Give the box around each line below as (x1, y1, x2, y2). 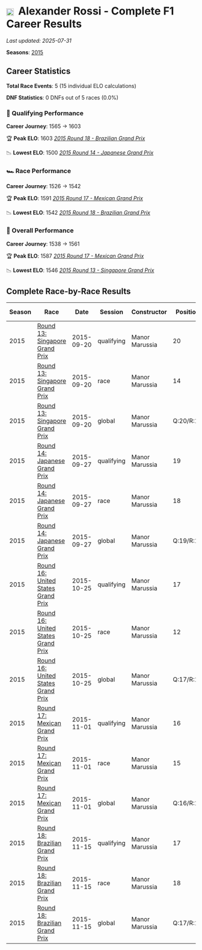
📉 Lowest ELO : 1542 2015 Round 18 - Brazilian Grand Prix (6, 209, 151, 217)
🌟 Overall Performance (6, 226, 74, 235)
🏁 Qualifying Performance (6, 109, 84, 117)
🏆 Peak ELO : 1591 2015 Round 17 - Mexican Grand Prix (6, 195, 143, 202)
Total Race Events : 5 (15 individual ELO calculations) (6, 82, 136, 89)
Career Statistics (6, 66, 71, 77)
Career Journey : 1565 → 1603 (6, 122, 81, 130)
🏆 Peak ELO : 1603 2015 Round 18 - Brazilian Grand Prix (6, 135, 145, 142)
